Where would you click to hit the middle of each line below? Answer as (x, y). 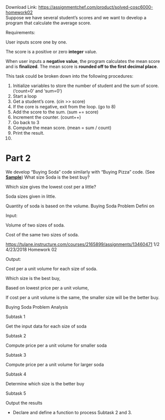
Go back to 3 (26, 122)
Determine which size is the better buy (45, 383)
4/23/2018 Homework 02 (31, 249)
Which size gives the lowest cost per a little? (51, 187)
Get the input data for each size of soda (46, 326)
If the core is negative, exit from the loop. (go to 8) (64, 107)
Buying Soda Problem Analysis (37, 307)
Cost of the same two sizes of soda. (42, 234)
